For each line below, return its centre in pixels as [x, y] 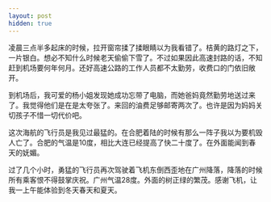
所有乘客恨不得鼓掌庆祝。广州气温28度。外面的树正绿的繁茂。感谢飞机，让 [133, 179]
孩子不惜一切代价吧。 [50, 115]
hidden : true [30, 23]
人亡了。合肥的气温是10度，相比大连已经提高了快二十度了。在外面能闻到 [129, 142]
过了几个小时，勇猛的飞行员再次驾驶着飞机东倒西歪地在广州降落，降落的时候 [135, 170]
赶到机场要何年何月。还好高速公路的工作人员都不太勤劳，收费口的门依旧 [128, 67]
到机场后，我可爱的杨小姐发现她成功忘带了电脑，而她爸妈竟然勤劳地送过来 [132, 95]
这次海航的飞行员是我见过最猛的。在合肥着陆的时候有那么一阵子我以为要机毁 [135, 132]
